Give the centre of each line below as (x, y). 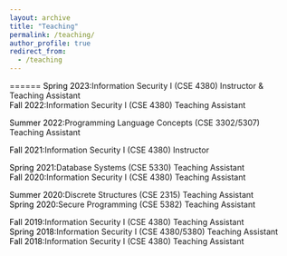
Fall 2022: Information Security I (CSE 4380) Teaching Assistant (128, 105)
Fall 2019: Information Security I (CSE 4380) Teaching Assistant (127, 222)
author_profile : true (50, 43)
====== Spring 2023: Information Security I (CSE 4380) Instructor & (137, 86)
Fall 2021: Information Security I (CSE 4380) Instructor (110, 150)
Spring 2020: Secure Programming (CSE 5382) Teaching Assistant (133, 204)
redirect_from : (38, 52)
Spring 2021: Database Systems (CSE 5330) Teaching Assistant (127, 167)
